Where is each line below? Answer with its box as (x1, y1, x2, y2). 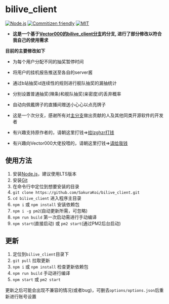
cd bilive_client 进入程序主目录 (12, 195, 82, 201)
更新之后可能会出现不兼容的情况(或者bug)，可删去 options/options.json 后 (5, 287, 159, 293)
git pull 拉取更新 (12, 257, 51, 264)
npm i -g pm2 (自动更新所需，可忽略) (12, 207, 88, 213)
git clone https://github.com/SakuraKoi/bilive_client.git (12, 190, 140, 195)
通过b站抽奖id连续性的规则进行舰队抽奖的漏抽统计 (12, 80, 117, 86)
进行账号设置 (9, 293, 36, 299)
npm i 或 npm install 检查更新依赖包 (12, 264, 89, 270)
